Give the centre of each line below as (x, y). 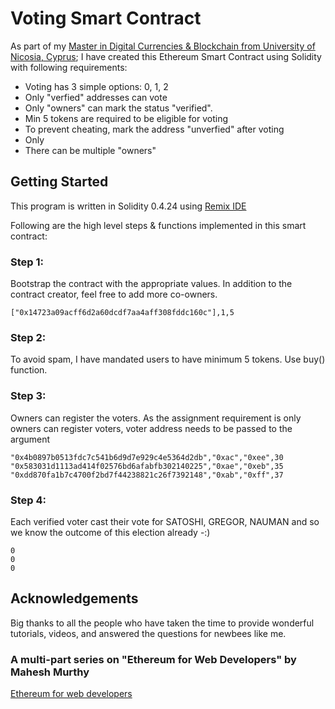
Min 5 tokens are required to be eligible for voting (126, 118)
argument (30, 439)
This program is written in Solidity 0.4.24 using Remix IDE (128, 206)
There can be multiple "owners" (90, 150)
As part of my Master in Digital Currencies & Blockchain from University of (163, 46)
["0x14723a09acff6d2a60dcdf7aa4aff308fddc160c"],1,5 (122, 313)
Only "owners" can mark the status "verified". (118, 108)
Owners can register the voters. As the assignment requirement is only (156, 418)
